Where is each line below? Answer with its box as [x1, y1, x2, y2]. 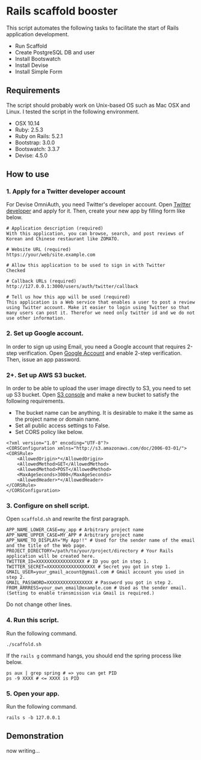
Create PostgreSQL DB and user [14, 48, 95, 56]
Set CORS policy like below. [14, 429, 84, 436]
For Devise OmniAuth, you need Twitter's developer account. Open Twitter [6, 201, 191, 208]
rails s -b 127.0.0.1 [6, 714, 61, 721]
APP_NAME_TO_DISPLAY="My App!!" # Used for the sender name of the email [6, 537, 196, 544]
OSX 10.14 [14, 120, 40, 127]
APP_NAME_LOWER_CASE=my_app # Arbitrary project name [6, 527, 144, 533]
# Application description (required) [6, 225, 104, 232]
